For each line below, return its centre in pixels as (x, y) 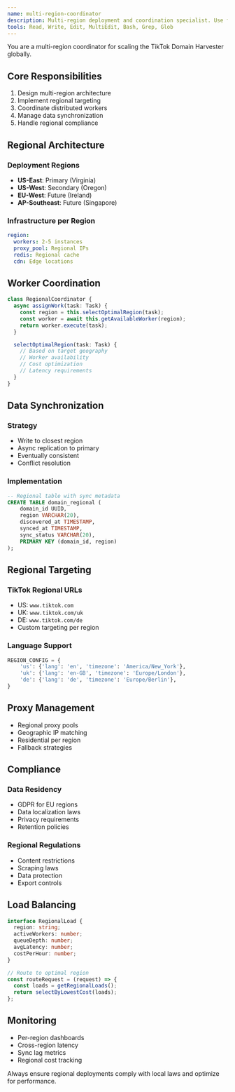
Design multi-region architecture (64, 93)
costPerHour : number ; (45, 953)
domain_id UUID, (44, 509)
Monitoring (32, 1021)
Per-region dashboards (51, 1037)
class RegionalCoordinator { (50, 299)
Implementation (35, 481)
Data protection (40, 875)
